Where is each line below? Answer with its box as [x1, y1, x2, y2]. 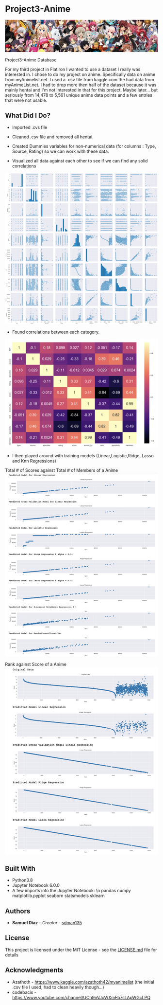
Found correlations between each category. [12, 329, 100, 335]
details [5, 952, 18, 958]
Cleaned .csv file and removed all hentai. [12, 134, 94, 140]
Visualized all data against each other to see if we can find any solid [12, 158, 148, 163]
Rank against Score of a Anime [5, 662, 67, 667]
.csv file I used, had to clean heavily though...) [12, 984, 104, 990]
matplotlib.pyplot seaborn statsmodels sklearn [12, 893, 105, 898]
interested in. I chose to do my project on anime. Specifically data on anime [5, 72, 156, 77]
